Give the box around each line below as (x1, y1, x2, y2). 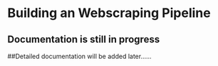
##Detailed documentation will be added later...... (7, 52, 152, 60)
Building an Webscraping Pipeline (7, 5, 212, 21)
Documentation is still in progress (7, 33, 160, 45)
